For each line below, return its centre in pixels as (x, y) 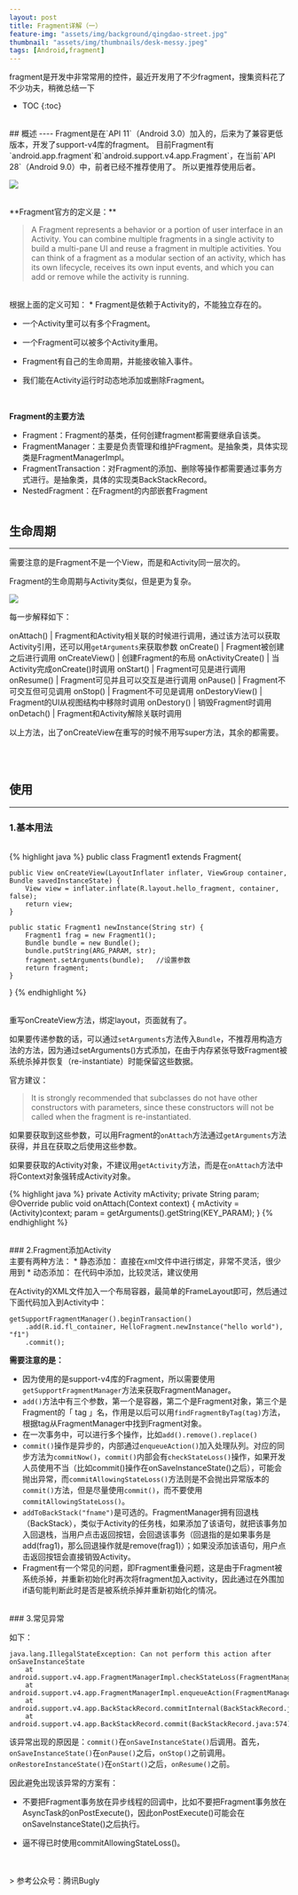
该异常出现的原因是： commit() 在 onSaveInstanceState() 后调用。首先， (137, 1742)
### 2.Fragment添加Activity (60, 1251)
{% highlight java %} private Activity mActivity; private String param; (134, 1194)
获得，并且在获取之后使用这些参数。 (75, 1147)
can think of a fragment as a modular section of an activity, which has (158, 258)
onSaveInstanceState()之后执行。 (83, 1824)
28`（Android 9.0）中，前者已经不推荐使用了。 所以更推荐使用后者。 (135, 167)
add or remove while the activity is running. (110, 277)
